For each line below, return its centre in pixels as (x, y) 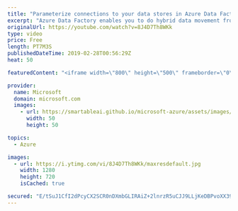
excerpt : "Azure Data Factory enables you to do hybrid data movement (114, 21)
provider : (22, 86)
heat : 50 (20, 60)
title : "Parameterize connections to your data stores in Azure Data (112, 14)
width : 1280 (38, 171)
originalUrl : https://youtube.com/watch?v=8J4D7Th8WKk (90, 27)
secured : (20, 196)
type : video (25, 34)
